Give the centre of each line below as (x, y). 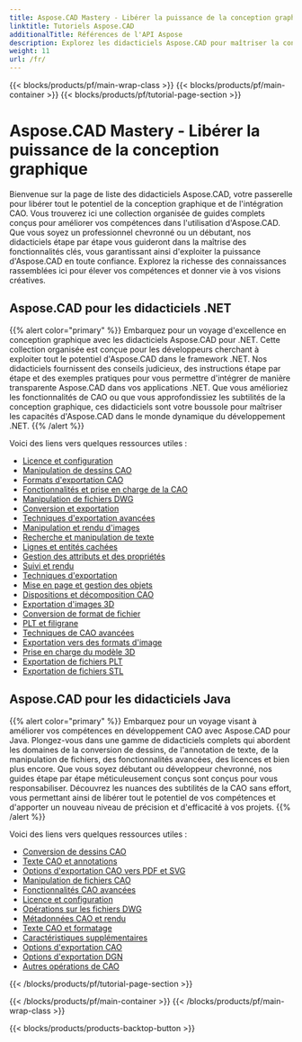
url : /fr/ (28, 59)
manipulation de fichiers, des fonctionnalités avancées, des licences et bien (150, 759)
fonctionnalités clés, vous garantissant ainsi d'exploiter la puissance (135, 251)
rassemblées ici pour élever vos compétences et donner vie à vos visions (145, 270)
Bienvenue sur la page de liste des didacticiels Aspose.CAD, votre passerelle (151, 193)
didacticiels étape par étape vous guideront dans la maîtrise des (128, 242)
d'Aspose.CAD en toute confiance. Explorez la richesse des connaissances (148, 261)
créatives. (28, 280)
